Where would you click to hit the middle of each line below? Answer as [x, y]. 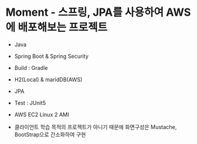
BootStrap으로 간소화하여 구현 [50, 134]
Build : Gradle [31, 67]
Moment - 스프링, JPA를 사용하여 [85, 12]
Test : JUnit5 [30, 102]
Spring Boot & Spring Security [51, 56]
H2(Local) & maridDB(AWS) [48, 80]
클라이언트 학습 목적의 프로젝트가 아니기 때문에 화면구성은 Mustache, [95, 127]
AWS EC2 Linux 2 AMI [42, 114]
